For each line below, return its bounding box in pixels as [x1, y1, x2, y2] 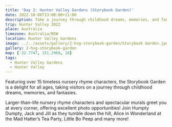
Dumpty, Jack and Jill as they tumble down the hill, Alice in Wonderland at [5, 111, 161, 117]
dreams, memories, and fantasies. [5, 90, 77, 96]
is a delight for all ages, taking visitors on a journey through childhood [5, 84, 153, 90]
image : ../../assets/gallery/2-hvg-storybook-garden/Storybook [5, 41, 143, 46]
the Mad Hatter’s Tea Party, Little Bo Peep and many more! [5, 116, 129, 122]
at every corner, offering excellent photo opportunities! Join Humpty [5, 105, 149, 111]
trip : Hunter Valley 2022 [5, 22, 60, 27]
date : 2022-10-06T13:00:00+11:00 [5, 12, 77, 17]
